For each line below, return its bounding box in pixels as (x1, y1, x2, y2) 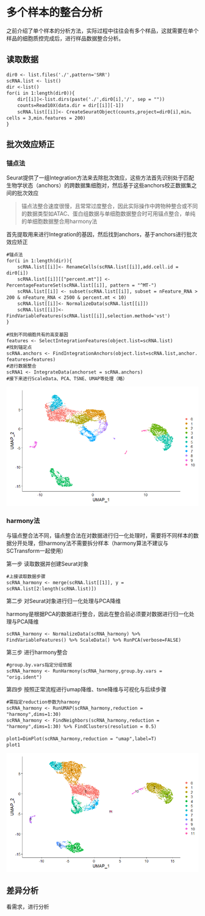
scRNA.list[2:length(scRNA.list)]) (6, 585, 97, 591)
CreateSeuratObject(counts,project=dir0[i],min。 (66, 108, 194, 115)
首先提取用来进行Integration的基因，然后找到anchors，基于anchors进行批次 (6, 231, 197, 238)
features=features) (6, 356, 56, 363)
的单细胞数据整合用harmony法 (21, 218, 98, 225)
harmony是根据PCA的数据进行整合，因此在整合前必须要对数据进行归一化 (6, 610, 189, 617)
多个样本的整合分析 (6, 6, 103, 20)
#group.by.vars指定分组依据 (6, 662, 72, 668)
